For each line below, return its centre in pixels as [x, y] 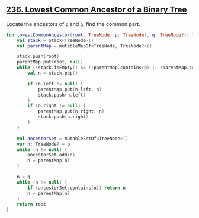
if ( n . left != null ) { [55, 84]
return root [31, 204]
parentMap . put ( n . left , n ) [70, 89]
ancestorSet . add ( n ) [52, 155]
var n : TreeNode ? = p [43, 144]
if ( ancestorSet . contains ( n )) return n [77, 188]
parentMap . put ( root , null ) [50, 62]
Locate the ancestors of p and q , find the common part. [73, 24]
